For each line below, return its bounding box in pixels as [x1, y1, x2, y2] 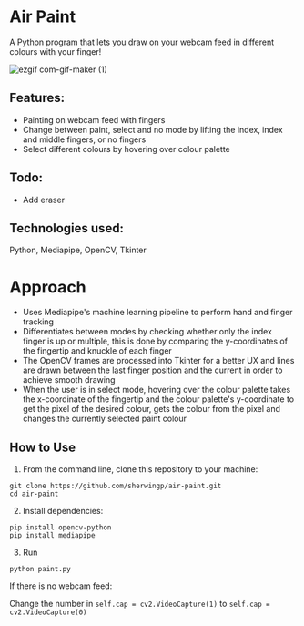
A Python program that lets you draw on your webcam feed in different [9, 36, 275, 47]
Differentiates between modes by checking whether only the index [22, 326, 273, 337]
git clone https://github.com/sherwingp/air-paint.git [9, 481, 222, 491]
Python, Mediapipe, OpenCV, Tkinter [9, 244, 147, 256]
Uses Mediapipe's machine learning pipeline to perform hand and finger [22, 307, 293, 318]
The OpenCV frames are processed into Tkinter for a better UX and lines [22, 355, 295, 366]
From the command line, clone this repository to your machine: [22, 464, 258, 475]
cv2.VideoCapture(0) [9, 608, 88, 617]
